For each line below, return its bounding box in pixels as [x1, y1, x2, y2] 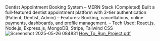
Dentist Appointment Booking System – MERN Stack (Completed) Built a [5, 4, 155, 10]
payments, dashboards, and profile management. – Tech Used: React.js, [5, 20, 155, 26]
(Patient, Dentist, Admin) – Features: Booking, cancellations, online [5, 15, 144, 20]
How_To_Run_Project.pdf [79, 31, 131, 36]
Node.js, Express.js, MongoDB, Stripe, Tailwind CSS [5, 25, 113, 31]
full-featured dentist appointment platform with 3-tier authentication [5, 9, 146, 15]
